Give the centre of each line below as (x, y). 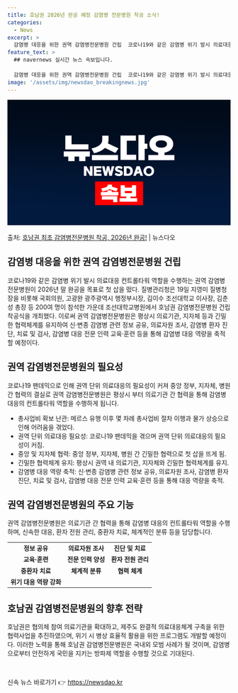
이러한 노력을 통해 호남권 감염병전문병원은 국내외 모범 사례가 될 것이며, (114, 645)
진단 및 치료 (130, 548)
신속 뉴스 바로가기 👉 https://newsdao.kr (65, 682)
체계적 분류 (86, 570)
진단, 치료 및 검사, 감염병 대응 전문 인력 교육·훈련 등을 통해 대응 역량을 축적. (121, 480)
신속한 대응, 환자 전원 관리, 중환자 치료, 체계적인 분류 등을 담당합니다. (117, 532)
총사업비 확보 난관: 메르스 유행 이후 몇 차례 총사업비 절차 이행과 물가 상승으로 (123, 418)
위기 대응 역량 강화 (36, 582)
